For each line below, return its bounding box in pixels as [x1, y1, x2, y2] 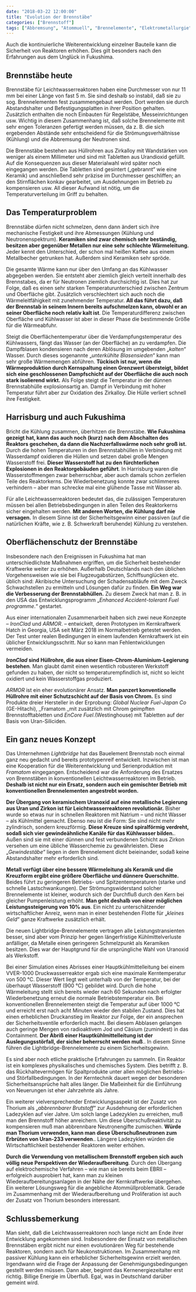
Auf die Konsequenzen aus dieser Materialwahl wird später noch [6, 159, 162, 167]
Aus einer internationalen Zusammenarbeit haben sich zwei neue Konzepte [6, 613, 187, 621]
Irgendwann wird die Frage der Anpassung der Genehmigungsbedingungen [6, 1260, 188, 1267]
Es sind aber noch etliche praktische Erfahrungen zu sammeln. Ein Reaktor [6, 1056, 185, 1063]
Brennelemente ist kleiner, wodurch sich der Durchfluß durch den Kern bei [6, 891, 185, 898]
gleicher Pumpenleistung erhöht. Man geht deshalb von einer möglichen [6, 897, 183, 904]
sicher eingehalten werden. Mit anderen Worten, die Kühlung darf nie [6, 507, 176, 514]
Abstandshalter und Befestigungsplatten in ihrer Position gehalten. [6, 105, 166, 112]
